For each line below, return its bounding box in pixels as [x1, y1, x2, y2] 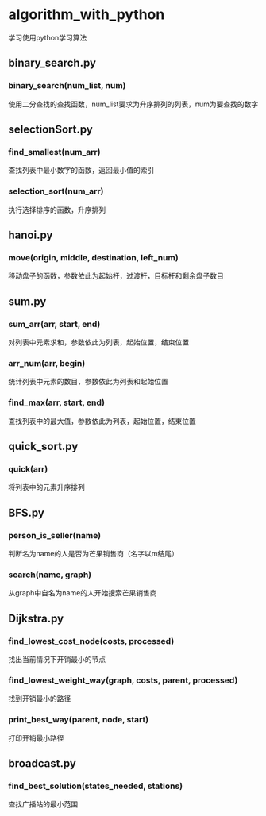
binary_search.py [8, 56, 97, 70]
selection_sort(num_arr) [8, 186, 104, 197]
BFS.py [8, 506, 45, 519]
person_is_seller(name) [8, 529, 102, 541]
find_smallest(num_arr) [8, 146, 101, 157]
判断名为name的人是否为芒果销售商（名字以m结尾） [8, 548, 179, 558]
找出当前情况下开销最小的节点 [8, 654, 106, 664]
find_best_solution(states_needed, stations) [8, 780, 183, 791]
